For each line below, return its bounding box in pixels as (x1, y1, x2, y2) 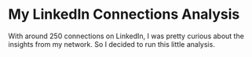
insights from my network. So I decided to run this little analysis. (8, 39, 216, 48)
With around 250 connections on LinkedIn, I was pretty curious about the (8, 31, 245, 41)
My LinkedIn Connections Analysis (8, 5, 240, 23)
